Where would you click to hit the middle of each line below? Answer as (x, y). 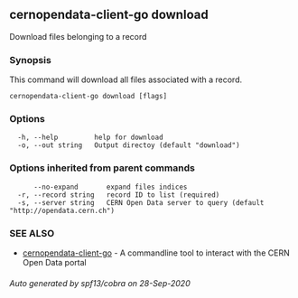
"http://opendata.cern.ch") (62, 210)
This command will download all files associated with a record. (126, 79)
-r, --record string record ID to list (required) (119, 195)
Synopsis (30, 60)
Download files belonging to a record (78, 36)
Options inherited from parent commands (102, 168)
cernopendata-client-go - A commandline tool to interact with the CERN (156, 253)
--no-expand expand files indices (110, 187)
